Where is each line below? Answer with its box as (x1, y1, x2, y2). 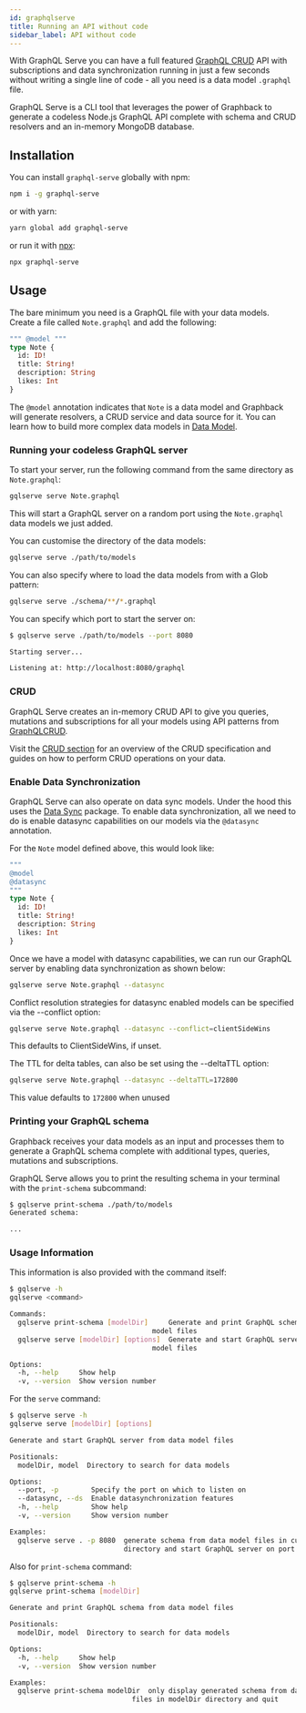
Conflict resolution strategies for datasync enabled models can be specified (9, 996, 294, 1007)
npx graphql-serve (9, 257, 79, 267)
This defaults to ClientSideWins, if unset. (9, 1040, 162, 1052)
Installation (9, 148, 75, 163)
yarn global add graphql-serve (9, 224, 128, 233)
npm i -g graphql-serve (9, 189, 100, 199)
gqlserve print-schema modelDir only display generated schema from (17, 1687, 287, 1696)
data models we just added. (9, 517, 114, 528)
